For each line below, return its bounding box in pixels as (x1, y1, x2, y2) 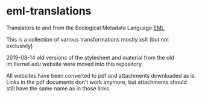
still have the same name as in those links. (6, 84, 111, 92)
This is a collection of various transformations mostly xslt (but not (6, 36, 169, 43)
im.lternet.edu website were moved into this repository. (6, 60, 144, 67)
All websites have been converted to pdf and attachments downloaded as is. (6, 72, 197, 79)
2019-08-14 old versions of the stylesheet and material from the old (6, 54, 175, 61)
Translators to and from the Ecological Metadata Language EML (6, 24, 165, 31)
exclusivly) (6, 42, 33, 49)
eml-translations (6, 4, 92, 18)
